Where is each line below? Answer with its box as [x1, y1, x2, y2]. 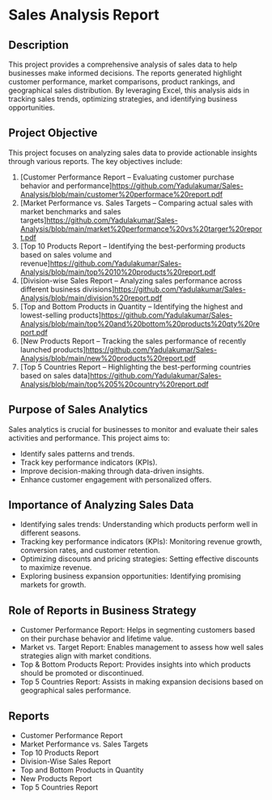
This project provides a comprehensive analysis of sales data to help [8, 59, 237, 69]
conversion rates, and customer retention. [19, 546, 160, 556]
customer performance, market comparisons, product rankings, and [8, 77, 236, 86]
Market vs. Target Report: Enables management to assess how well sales [19, 642, 264, 652]
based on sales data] [19, 370, 91, 380]
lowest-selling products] [19, 310, 102, 320]
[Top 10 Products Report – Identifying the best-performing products [19, 241, 245, 251]
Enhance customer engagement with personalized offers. [19, 474, 212, 484]
